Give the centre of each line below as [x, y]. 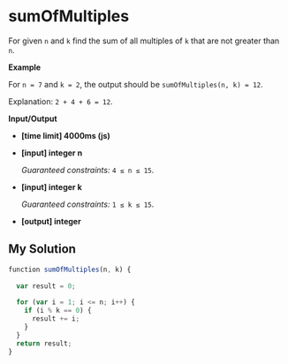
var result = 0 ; [46, 286]
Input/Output [33, 118]
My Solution [42, 249]
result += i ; [56, 319]
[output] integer [51, 221]
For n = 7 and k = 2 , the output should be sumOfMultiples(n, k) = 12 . [136, 84]
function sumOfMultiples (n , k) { [70, 269]
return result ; [44, 343]
